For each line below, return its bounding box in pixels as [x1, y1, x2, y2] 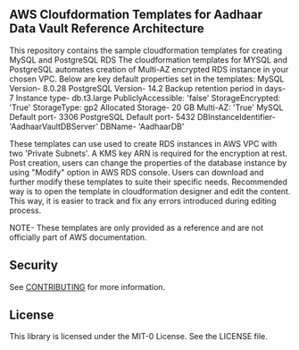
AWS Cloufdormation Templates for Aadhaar [9, 7, 263, 22]
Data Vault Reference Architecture [9, 21, 205, 37]
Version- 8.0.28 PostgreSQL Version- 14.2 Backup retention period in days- [9, 82, 287, 93]
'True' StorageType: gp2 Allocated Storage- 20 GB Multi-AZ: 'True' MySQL [9, 102, 284, 113]
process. [9, 205, 42, 216]
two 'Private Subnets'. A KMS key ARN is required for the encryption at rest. [9, 148, 288, 158]
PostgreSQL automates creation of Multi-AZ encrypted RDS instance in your [9, 64, 289, 74]
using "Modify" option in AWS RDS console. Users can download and [9, 166, 264, 177]
